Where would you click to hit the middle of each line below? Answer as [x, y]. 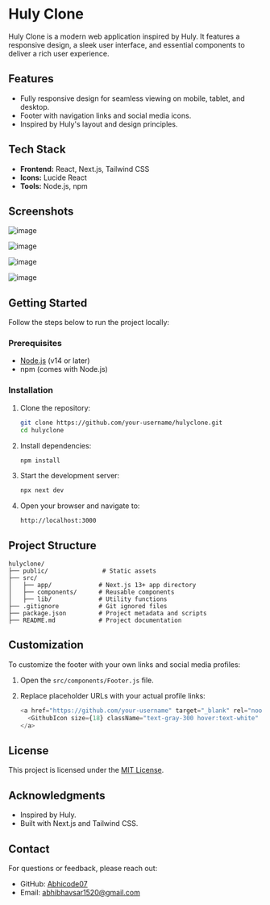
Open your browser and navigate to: [80, 506]
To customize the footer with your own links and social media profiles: [125, 664]
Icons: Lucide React [53, 177]
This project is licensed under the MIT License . [86, 770]
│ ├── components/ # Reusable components [91, 592]
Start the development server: [70, 476]
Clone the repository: [55, 407]
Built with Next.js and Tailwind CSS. [79, 824]
